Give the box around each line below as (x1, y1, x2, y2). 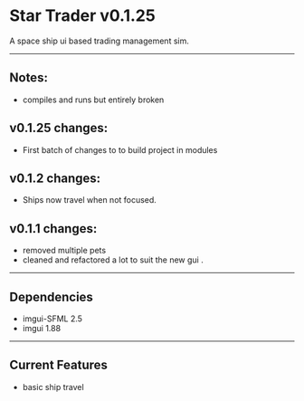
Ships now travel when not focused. (22, 195, 157, 205)
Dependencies (9, 289, 93, 304)
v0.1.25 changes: (9, 120, 109, 136)
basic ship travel (22, 381, 84, 392)
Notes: (9, 70, 48, 86)
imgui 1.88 (22, 323, 62, 333)
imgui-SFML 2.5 (22, 313, 83, 324)
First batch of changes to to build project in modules (22, 144, 218, 155)
